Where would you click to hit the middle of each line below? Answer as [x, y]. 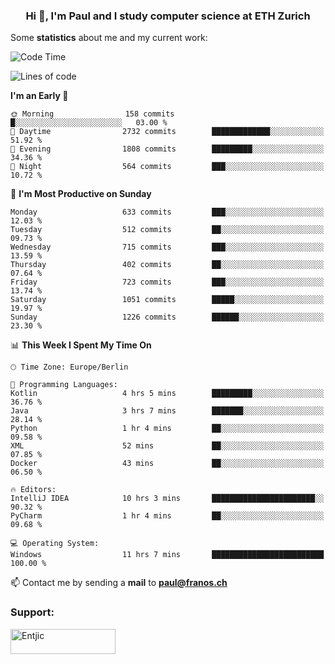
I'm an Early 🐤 [39, 96]
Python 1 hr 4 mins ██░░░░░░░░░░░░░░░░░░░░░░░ [167, 429]
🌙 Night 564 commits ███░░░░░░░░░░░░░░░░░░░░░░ [167, 167]
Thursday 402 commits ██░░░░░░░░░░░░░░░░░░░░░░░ [167, 265]
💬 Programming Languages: [64, 385]
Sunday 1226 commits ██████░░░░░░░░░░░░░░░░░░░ [167, 317]
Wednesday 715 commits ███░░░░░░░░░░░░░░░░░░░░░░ [167, 247]
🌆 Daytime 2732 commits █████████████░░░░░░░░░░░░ [167, 132]
